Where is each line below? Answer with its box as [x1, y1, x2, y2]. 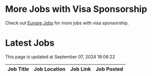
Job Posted [95, 66, 123, 73]
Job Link [70, 66, 91, 73]
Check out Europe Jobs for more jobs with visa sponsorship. [5, 20, 129, 26]
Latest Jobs [5, 37, 55, 49]
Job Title [7, 66, 29, 73]
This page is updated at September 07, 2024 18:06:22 [5, 54, 115, 60]
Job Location [34, 66, 66, 73]
